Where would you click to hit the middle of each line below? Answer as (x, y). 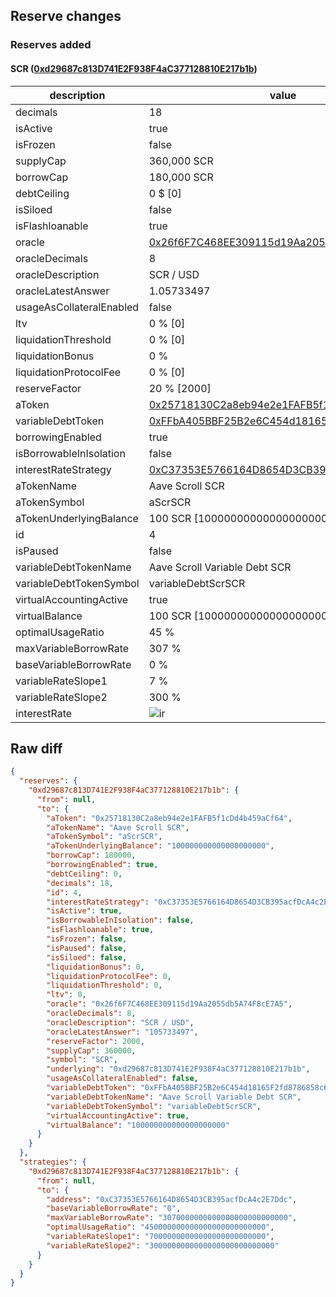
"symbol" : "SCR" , (82, 1060)
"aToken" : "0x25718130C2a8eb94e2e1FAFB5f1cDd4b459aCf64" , (169, 818)
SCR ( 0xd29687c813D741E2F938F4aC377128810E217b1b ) (134, 68)
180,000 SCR (181, 177)
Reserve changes (66, 16)
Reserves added (51, 45)
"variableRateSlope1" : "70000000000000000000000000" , (160, 1237)
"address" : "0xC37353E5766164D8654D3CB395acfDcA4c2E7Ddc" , (172, 1199)
